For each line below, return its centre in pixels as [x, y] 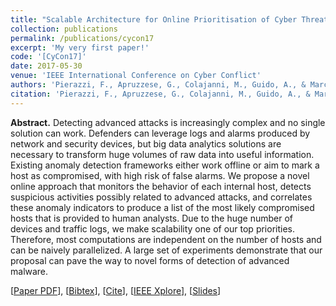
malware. [29, 271]
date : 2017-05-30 [46, 66]
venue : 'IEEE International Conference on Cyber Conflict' [136, 76]
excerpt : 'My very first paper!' [80, 47]
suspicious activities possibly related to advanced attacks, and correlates [161, 197]
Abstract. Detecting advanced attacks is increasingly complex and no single [168, 122]
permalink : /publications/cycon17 [82, 38]
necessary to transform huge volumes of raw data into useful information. [162, 154]
